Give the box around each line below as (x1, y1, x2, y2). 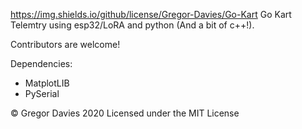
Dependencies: (10, 58, 73, 69)
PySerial (24, 88, 60, 99)
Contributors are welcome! (10, 39, 121, 50)
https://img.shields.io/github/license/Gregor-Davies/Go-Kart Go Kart (10, 9, 292, 20)
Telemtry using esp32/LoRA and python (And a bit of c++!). (10, 19, 255, 31)
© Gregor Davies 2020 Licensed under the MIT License (10, 107, 240, 119)
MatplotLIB (24, 77, 70, 89)
